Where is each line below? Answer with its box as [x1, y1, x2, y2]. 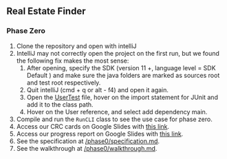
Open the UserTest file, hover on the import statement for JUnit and [26, 93, 218, 101]
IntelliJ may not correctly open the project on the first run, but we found [16, 49, 219, 57]
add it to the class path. [26, 100, 94, 109]
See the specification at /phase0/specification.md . [16, 137, 160, 145]
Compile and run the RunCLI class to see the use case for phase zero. [16, 115, 213, 123]
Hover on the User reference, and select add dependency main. [26, 107, 208, 116]
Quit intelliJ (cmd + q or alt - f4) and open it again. [26, 85, 169, 94]
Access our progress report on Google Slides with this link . [16, 129, 184, 138]
